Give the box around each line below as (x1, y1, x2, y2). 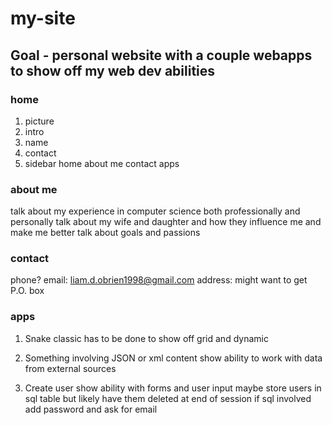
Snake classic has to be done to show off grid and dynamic (24, 332, 269, 344)
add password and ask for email (24, 403, 158, 415)
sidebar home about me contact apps (24, 157, 180, 169)
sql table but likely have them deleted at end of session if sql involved (24, 392, 312, 404)
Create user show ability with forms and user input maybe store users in (24, 382, 322, 394)
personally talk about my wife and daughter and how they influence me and (10, 216, 322, 228)
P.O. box (10, 285, 45, 297)
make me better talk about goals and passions (10, 227, 201, 239)
